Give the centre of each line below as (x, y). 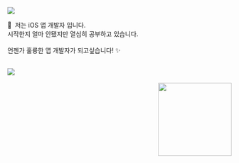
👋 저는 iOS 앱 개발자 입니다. (47, 25)
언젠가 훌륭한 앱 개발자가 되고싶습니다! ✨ (64, 50)
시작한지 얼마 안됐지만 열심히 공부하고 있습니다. (73, 34)
